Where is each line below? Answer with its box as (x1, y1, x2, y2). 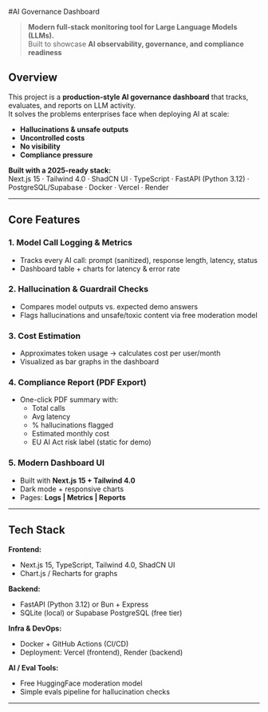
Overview (8, 71, 58, 85)
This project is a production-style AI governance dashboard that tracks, (8, 92, 249, 101)
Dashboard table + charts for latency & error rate (19, 264, 181, 273)
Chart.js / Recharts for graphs (19, 568, 118, 578)
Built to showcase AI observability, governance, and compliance (27, 39, 245, 49)
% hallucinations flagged (31, 420, 114, 430)
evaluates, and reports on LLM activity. (8, 100, 136, 110)
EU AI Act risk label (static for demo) (31, 437, 152, 447)
